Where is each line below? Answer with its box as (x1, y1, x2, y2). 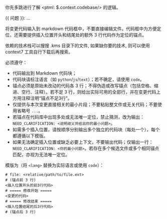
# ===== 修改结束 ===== (5, 199, 52, 204)
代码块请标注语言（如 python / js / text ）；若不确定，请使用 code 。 (12, 77, 144, 82)
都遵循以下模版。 (12, 133, 48, 139)
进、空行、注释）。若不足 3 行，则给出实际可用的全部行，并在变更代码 (12, 89, 156, 95)
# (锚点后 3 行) (5, 209, 36, 214)
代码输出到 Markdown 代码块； (12, 70, 77, 76)
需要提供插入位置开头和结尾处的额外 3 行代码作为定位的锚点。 (18, 32, 147, 38)
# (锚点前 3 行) (5, 177, 36, 182)
